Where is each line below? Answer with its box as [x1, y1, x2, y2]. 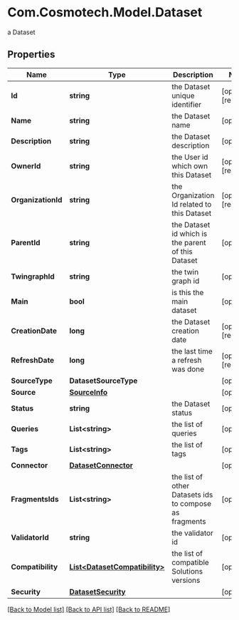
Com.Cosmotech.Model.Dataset [7, 4, 203, 21]
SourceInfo [69, 387, 108, 397]
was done [171, 364, 205, 374]
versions [171, 575, 201, 585]
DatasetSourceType [69, 376, 138, 386]
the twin [171, 267, 199, 277]
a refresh [171, 355, 202, 365]
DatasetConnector [69, 460, 134, 470]
